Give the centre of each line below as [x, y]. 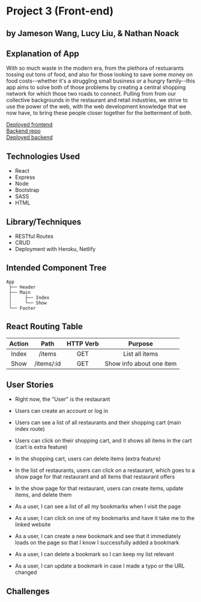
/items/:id [47, 364]
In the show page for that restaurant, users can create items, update [99, 488]
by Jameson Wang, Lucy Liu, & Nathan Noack [93, 33]
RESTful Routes [34, 237]
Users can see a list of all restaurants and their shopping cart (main [98, 423]
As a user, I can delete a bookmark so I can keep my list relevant [94, 554]
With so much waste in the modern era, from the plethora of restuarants [95, 68]
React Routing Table [44, 327]
